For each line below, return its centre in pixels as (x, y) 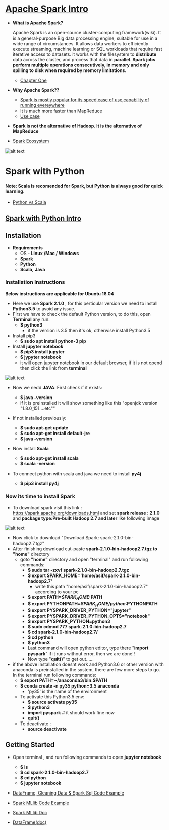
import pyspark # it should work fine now (71, 712)
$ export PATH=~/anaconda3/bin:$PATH (64, 680)
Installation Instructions (35, 282)
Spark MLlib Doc (30, 812)
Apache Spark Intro (47, 9)
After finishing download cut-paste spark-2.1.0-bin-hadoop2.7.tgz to (85, 549)
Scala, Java (33, 269)
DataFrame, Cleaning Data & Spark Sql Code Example (68, 793)
